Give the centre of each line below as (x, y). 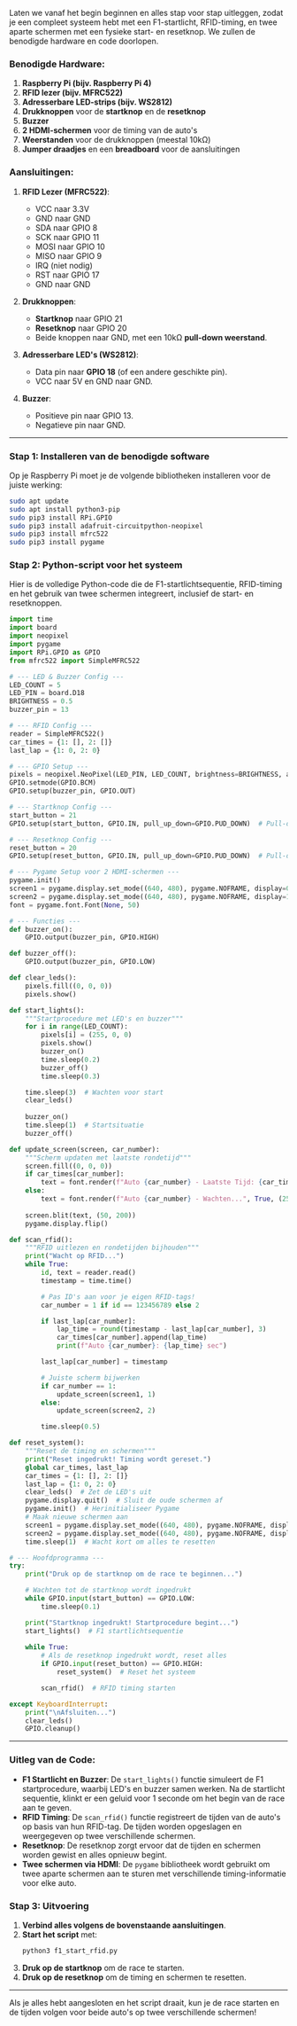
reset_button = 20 (43, 848)
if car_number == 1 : (79, 1386)
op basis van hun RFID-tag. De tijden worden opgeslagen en (132, 1827)
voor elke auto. (49, 1882)
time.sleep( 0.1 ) (71, 1607)
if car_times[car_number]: (75, 1174)
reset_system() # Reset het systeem (126, 1672)
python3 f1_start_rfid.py (69, 1951)
